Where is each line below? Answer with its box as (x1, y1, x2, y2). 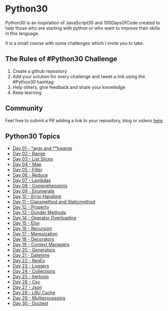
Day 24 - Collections (12, 268, 55, 274)
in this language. (5, 30, 40, 36)
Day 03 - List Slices (12, 156, 53, 162)
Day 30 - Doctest (12, 300, 49, 306)
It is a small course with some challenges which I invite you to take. (5, 40, 144, 46)
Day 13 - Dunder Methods (12, 209, 66, 215)
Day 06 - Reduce (12, 172, 48, 178)
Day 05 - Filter (12, 167, 43, 173)
